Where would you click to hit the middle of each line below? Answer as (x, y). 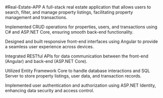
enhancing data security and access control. (50, 90)
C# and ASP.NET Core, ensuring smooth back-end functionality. (69, 32)
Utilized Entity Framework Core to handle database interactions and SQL (78, 71)
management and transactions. (36, 17)
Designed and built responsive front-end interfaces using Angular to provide (81, 41)
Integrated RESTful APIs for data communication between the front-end (77, 56)
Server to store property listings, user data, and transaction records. (73, 76)
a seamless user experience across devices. (49, 47)
